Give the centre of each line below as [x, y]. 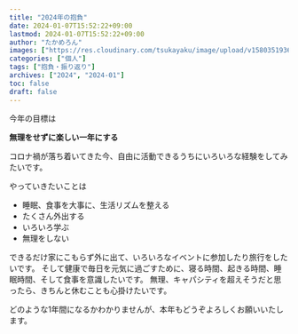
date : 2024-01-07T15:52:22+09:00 [71, 26]
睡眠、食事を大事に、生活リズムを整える [96, 204]
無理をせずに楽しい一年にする [64, 137]
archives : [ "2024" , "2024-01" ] [67, 76]
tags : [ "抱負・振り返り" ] [52, 68]
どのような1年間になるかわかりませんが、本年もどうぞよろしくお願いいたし [146, 309]
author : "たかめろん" [46, 42]
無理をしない [45, 238]
